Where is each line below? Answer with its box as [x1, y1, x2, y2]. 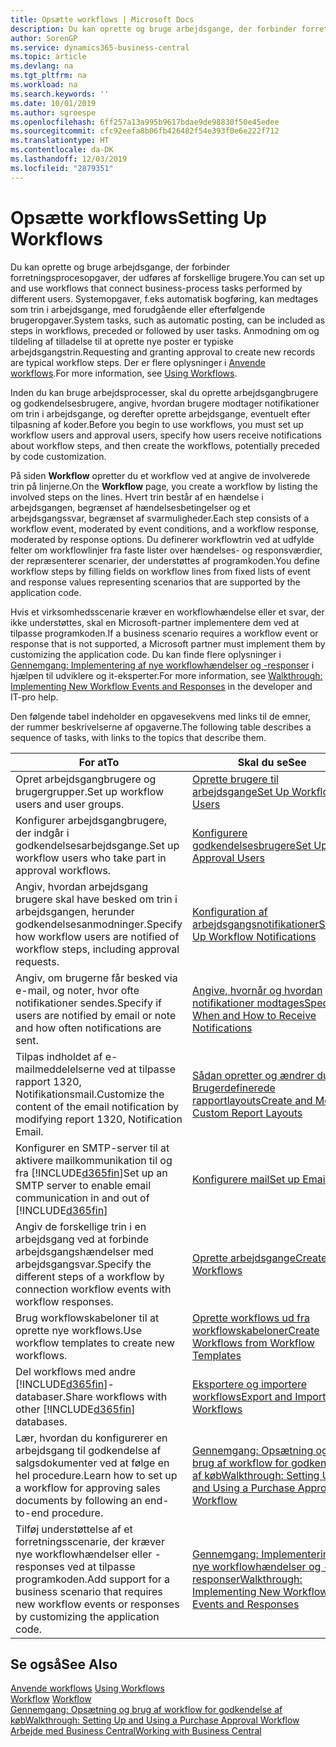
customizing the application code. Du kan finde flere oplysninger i [10, 648, 282, 660]
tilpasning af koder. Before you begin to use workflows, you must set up [10, 418, 304, 430]
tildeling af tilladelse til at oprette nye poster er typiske [10, 335, 234, 347]
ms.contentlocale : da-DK [10, 145, 114, 155]
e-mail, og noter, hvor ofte [15, 983, 140, 997]
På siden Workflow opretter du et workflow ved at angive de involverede [10, 469, 311, 481]
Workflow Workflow [10, 1693, 92, 1705]
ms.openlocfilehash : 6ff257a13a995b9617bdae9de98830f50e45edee [10, 117, 280, 127]
